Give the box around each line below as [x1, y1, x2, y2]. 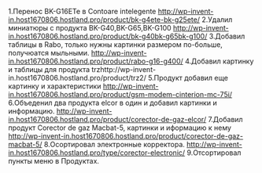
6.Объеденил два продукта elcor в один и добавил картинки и [8, 98, 218, 107]
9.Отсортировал [186, 148, 242, 157]
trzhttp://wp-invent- [91, 65, 156, 74]
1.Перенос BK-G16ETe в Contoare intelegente [8, 7, 157, 16]
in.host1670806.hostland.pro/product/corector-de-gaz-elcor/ [8, 115, 207, 124]
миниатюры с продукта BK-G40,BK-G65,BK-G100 [8, 23, 172, 32]
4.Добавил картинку [184, 56, 254, 66]
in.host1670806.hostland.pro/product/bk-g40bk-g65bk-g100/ [8, 31, 208, 41]
